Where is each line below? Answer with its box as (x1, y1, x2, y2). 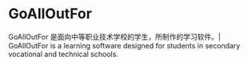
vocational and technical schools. (8, 49, 118, 59)
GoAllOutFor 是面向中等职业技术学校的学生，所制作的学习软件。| (8, 32, 222, 41)
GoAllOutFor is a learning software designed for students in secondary (8, 40, 241, 50)
